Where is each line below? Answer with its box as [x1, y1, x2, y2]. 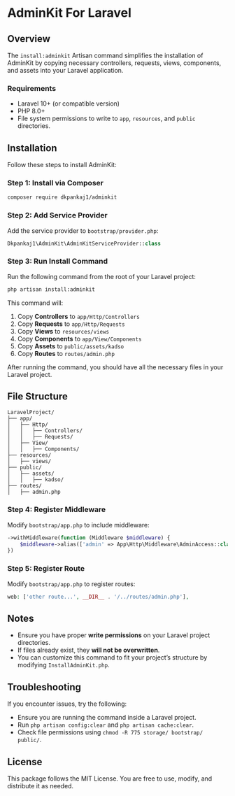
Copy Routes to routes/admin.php [17, 349, 115, 357]
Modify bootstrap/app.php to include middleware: [7, 520, 150, 529]
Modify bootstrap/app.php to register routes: [7, 579, 136, 588]
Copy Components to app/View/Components [17, 334, 142, 343]
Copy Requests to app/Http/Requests [17, 320, 125, 328]
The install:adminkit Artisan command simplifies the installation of [7, 51, 204, 59]
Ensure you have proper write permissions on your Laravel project [17, 631, 211, 639]
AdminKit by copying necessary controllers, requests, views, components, [7, 59, 222, 67]
